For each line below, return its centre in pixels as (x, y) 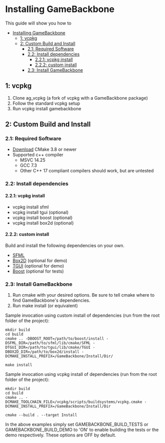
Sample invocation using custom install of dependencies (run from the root (82, 315)
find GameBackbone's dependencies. (51, 300)
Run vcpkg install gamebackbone (47, 108)
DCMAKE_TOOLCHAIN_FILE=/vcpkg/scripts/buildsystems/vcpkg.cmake (74, 402)
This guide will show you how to (38, 23)
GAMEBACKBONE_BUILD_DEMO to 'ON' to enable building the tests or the (82, 430)
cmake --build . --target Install (41, 415)
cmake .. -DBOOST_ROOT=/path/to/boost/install (55, 339)
